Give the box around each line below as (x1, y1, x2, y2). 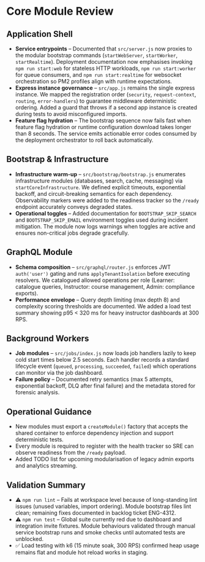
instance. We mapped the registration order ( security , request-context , (15, 91, 196, 98)
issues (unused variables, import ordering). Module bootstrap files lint (15, 502, 192, 510)
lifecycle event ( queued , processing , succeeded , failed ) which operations (15, 362, 197, 370)
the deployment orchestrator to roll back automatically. (15, 136, 154, 144)
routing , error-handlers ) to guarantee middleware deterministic (15, 97, 177, 104)
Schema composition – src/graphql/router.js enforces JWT (15, 263, 171, 271)
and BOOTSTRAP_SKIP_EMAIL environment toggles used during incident (15, 216, 188, 224)
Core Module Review (6, 4, 114, 18)
